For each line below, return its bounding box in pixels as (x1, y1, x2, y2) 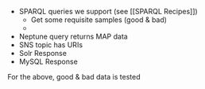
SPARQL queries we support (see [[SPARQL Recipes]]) (18, 7, 198, 16)
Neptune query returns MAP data (18, 32, 128, 41)
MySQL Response (18, 57, 79, 66)
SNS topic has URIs (18, 40, 83, 50)
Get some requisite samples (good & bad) (30, 15, 168, 24)
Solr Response (18, 49, 67, 57)
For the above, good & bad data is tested (7, 72, 141, 81)
